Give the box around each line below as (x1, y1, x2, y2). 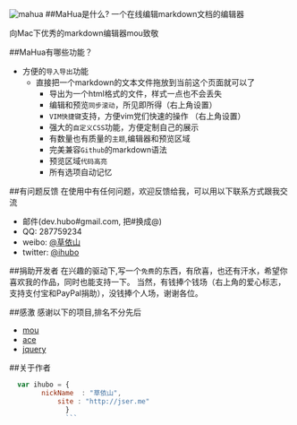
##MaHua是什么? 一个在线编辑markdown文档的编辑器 (45, 9, 244, 19)
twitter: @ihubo (21, 247, 80, 257)
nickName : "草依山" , (41, 388, 123, 397)
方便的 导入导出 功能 (21, 66, 89, 76)
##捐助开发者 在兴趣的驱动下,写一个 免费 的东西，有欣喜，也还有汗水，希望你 (9, 265, 288, 276)
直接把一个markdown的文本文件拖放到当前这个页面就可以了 (35, 77, 256, 88)
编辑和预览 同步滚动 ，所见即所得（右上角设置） (48, 100, 217, 110)
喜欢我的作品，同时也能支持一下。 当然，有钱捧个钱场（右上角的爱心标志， (9, 277, 286, 287)
